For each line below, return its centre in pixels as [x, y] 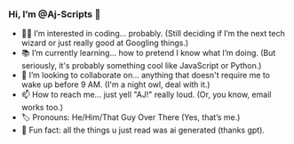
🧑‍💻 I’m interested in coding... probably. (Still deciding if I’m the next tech [153, 34]
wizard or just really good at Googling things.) [105, 43]
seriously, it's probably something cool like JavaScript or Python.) [141, 66]
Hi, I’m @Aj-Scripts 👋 [55, 14]
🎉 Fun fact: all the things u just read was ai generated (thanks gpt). [143, 130]
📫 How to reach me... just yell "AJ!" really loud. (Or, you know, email [146, 95]
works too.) [42, 108]
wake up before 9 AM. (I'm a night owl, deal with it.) [115, 84]
